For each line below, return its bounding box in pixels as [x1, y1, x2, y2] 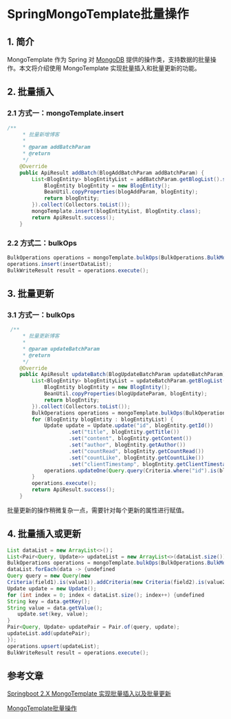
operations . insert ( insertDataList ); [7, 260, 112, 267]
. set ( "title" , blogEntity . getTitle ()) [68, 428, 180, 436]
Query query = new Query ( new [7, 572, 91, 579]
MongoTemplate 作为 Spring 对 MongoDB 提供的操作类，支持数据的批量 [7, 56, 211, 63]
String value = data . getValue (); [7, 604, 103, 612]
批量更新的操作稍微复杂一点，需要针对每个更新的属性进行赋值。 [7, 506, 188, 514]
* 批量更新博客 [22, 333, 60, 340]
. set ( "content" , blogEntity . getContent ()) [68, 435, 192, 442]
